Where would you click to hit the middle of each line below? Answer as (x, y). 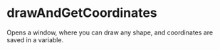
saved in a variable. (35, 39)
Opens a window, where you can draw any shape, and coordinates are (110, 32)
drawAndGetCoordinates (82, 13)
